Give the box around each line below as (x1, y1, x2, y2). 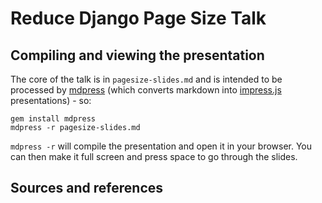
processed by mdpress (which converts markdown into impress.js (10, 84, 282, 96)
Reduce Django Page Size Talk (10, 7, 267, 30)
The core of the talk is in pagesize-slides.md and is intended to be (10, 73, 283, 85)
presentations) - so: (10, 95, 92, 106)
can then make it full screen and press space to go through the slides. (10, 151, 298, 162)
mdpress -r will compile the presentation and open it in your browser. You (10, 140, 313, 152)
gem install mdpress (10, 114, 97, 124)
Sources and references (10, 180, 164, 197)
